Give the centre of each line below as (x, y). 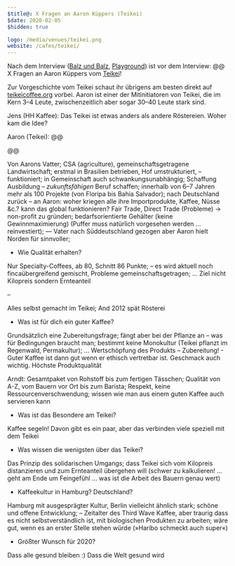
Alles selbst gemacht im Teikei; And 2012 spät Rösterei (86, 308)
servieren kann (29, 401)
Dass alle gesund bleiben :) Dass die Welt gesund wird (86, 555)
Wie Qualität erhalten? (49, 252)
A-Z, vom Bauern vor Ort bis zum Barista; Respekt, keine (89, 387)
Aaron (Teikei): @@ (35, 137)
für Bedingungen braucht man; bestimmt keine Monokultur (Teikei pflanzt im (117, 343)
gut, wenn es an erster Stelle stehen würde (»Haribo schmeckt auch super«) (117, 528)
